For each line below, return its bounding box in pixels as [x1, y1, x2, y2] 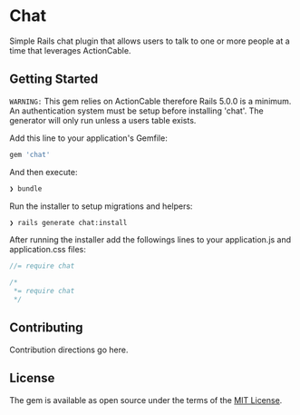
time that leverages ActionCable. [9, 44, 131, 55]
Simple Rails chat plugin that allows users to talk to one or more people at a [9, 35, 290, 46]
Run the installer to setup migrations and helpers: [9, 201, 193, 212]
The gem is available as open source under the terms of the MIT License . [9, 394, 283, 405]
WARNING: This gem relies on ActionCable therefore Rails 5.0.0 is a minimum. [9, 95, 292, 106]
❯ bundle [9, 183, 43, 193]
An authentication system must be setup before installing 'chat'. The [9, 105, 265, 116]
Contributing [9, 320, 83, 336]
